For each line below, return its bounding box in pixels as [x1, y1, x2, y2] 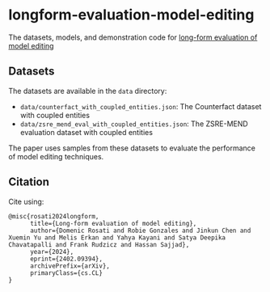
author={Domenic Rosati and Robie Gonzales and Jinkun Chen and [29, 226, 251, 235]
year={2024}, [29, 248, 74, 256]
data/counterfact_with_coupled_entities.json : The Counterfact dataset [19, 101, 262, 111]
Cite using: [8, 197, 44, 206]
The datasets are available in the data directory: [8, 86, 167, 95]
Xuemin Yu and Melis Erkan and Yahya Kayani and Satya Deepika [8, 233, 226, 242]
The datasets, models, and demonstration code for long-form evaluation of [8, 32, 258, 42]
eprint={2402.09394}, [29, 255, 103, 263]
